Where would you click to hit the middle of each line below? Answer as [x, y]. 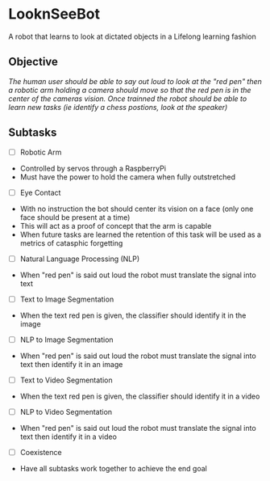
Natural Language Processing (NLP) [80, 259]
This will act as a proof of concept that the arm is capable [116, 226]
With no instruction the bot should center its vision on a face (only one [137, 209]
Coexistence [41, 452]
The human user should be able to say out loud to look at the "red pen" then [135, 81]
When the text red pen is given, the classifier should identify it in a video [140, 396]
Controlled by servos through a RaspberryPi [93, 168]
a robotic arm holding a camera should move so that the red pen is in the [130, 90]
